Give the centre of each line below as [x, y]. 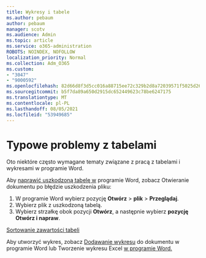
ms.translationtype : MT [37, 97]
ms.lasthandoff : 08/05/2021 [42, 109]
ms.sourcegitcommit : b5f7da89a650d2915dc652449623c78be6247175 [89, 92]
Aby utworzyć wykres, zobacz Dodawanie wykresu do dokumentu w [93, 242]
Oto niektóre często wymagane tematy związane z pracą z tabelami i [93, 162]
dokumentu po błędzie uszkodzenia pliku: [59, 187]
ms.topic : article [30, 40]
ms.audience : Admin [31, 35]
